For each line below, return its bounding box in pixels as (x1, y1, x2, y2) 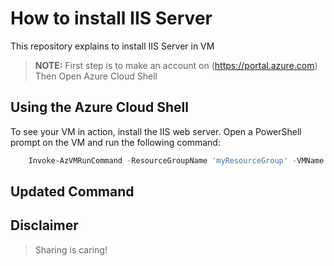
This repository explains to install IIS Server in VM (10, 40, 215, 52)
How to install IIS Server (10, 7, 213, 30)
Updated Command (10, 183, 135, 201)
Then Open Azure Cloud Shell (34, 70, 158, 82)
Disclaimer (10, 217, 79, 234)
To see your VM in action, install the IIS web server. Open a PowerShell (10, 125, 302, 137)
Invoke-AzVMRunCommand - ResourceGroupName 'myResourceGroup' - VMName (28, 155, 325, 166)
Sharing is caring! (34, 243, 108, 256)
